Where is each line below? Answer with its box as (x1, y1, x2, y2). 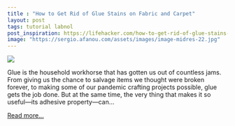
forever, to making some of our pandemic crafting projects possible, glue (7, 83, 218, 91)
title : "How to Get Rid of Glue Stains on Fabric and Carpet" (7, 10, 196, 17)
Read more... (7, 111, 44, 120)
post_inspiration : (7, 29, 61, 37)
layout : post (7, 17, 45, 24)
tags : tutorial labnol (7, 23, 73, 30)
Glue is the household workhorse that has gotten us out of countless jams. (7, 68, 222, 77)
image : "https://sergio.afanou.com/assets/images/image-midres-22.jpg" (7, 36, 220, 43)
